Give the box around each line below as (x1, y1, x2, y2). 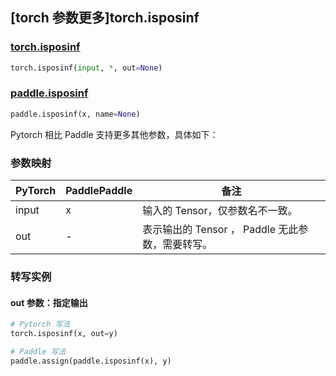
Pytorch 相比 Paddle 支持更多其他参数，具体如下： (10, 128, 219, 140)
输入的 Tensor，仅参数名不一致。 (142, 204, 298, 218)
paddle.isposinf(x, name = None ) (10, 109, 141, 119)
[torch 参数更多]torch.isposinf (10, 9, 200, 27)
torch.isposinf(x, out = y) (10, 329, 118, 339)
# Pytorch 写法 (10, 319, 71, 330)
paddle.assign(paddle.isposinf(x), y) (10, 356, 172, 366)
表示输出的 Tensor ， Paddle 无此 (142, 223, 299, 237)
